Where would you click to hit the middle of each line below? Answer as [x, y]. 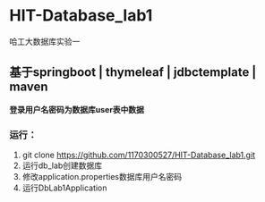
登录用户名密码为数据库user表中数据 [77, 109]
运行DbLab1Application [64, 188]
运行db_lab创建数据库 [62, 165]
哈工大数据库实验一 [45, 41]
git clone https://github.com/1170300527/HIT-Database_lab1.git [139, 155]
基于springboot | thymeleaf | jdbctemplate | [133, 72]
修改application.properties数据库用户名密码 [102, 177]
